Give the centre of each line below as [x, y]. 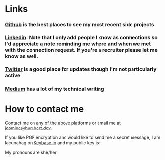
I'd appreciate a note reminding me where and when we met [78, 44]
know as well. [22, 56]
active [13, 75]
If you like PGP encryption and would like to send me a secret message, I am [83, 137]
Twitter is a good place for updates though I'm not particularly [81, 69]
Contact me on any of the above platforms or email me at [63, 123]
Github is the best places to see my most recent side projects [80, 25]
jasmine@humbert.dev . [29, 128]
